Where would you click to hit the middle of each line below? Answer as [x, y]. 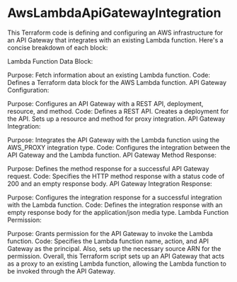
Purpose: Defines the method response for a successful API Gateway [108, 168]
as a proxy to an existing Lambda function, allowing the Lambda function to [117, 264]
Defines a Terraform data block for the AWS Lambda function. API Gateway [117, 82]
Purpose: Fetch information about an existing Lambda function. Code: [109, 75]
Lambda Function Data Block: [50, 61]
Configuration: [28, 90]
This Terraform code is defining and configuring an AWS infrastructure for [115, 33]
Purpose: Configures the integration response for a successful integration [115, 197]
